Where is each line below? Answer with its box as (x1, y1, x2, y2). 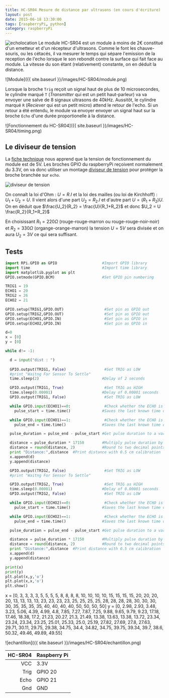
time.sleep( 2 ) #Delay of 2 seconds (10, 376, 145, 381)
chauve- (137, 45, 155, 51)
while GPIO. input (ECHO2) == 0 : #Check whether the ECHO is (10, 500, 163, 506)
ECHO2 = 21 (5, 298, 28, 303)
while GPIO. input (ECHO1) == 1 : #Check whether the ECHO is (10, 417, 163, 423)
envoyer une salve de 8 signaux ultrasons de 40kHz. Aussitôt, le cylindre (5, 97, 156, 103)
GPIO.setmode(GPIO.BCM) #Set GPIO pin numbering (5, 275, 154, 280)
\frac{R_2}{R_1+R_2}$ (5, 208, 50, 214)
